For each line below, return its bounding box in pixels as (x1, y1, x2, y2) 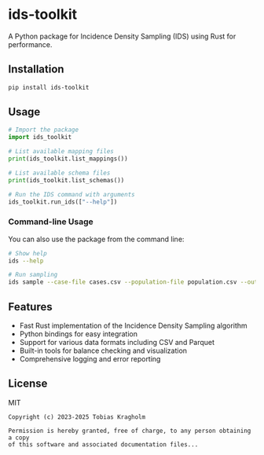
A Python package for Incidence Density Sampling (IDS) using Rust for (8, 31, 236, 41)
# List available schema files (8, 169, 111, 177)
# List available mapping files (8, 148, 114, 156)
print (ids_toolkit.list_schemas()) (8, 176, 125, 184)
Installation (8, 63, 64, 76)
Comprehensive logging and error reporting (19, 354, 161, 364)
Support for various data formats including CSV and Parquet (19, 338, 214, 347)
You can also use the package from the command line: (8, 234, 185, 244)
